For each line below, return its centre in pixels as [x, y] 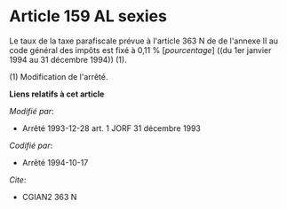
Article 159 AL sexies [88, 16]
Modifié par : [32, 111]
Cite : [18, 180]
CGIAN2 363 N [49, 197]
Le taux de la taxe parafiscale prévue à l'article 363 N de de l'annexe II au [143, 41]
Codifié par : [31, 145]
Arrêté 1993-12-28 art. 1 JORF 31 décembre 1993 [112, 128]
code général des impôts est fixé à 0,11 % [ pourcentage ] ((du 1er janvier [140, 50]
